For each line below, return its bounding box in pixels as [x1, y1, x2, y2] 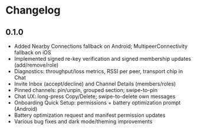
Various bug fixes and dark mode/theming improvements [14, 118, 153, 125]
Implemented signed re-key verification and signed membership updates [14, 55, 191, 62]
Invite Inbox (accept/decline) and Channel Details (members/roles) [14, 80, 176, 87]
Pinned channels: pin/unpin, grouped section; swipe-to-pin [14, 87, 157, 93]
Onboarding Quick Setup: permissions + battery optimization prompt [14, 99, 181, 106]
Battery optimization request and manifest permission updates [14, 112, 166, 119]
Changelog [5, 4, 61, 17]
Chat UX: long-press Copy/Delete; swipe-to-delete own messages [14, 93, 176, 100]
